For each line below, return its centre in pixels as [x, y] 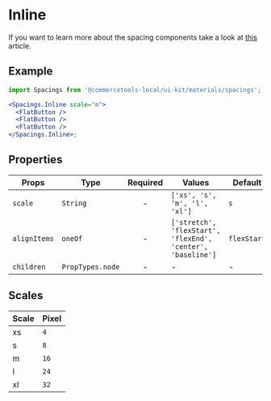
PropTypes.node [91, 267]
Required [146, 182]
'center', [190, 247]
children [29, 267]
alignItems [33, 238]
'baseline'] [194, 255]
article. [20, 45]
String [74, 203]
